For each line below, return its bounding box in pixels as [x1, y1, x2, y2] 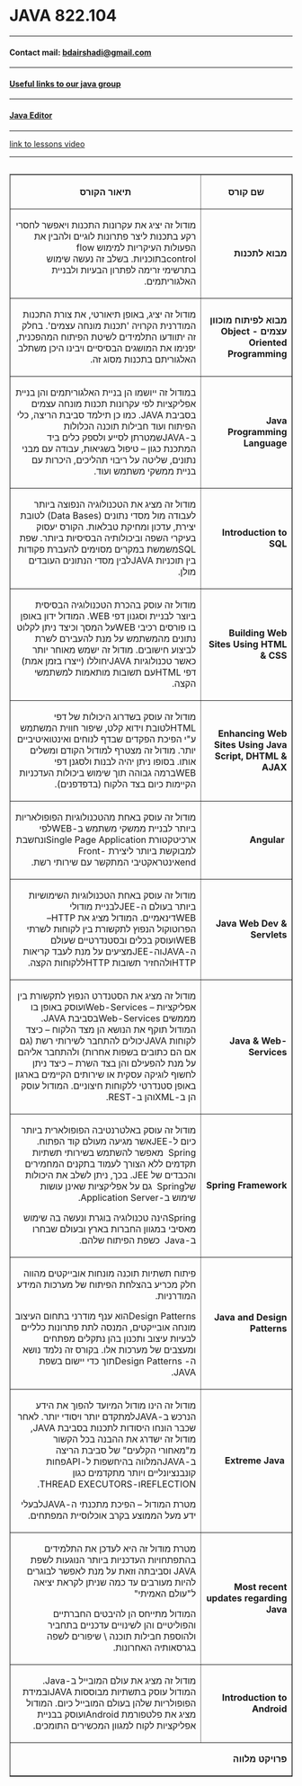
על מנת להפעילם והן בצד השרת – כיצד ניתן [32, 1057, 197, 1070]
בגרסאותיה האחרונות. [112, 1641, 197, 1654]
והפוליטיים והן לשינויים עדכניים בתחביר [48, 1619, 197, 1631]
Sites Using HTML [208, 637, 288, 650]
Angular [249, 833, 285, 846]
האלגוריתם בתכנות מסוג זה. [89, 352, 197, 365]
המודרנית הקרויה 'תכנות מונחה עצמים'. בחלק [22, 319, 197, 332]
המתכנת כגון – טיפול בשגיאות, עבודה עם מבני [22, 442, 197, 455]
